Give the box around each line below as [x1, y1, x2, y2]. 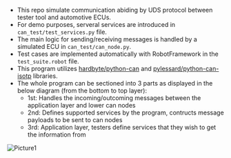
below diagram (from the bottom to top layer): [17, 86, 148, 95]
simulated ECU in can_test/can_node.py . [17, 43, 132, 50]
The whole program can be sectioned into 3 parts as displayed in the [17, 79, 213, 87]
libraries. [33, 72, 58, 80]
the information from [27, 130, 86, 139]
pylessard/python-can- [152, 65, 219, 72]
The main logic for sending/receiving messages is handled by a [17, 35, 198, 43]
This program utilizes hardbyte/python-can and [17, 65, 152, 72]
